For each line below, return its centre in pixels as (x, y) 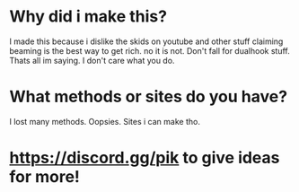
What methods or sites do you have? (149, 97)
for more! (45, 177)
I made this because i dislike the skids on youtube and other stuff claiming (146, 41)
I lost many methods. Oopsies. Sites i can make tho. (105, 121)
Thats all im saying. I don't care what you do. (92, 60)
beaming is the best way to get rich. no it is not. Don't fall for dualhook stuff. (149, 50)
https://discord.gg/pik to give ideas (145, 158)
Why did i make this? (88, 17)
